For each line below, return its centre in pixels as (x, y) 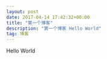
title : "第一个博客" (29, 23)
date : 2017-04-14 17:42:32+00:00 (48, 17)
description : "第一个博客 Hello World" (54, 28)
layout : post (23, 12)
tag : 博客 (17, 34)
